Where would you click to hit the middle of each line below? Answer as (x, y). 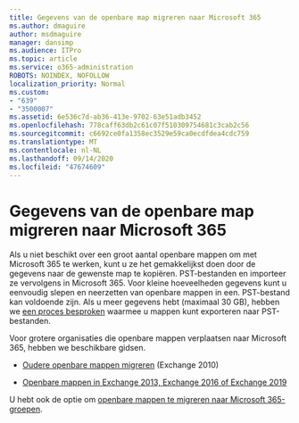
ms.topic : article (43, 59)
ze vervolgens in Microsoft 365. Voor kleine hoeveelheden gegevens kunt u (148, 283)
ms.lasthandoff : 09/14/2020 (62, 158)
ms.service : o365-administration (71, 68)
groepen (25, 409)
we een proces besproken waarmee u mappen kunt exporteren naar (135, 311)
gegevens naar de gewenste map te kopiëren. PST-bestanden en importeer (148, 274)
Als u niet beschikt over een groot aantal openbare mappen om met (133, 254)
